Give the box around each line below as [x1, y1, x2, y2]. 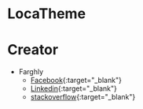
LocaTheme [7, 5, 86, 23]
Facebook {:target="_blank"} [30, 76, 123, 85]
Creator [7, 41, 59, 59]
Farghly [18, 67, 44, 77]
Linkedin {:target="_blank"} [30, 84, 117, 93]
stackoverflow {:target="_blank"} [30, 92, 136, 102]
